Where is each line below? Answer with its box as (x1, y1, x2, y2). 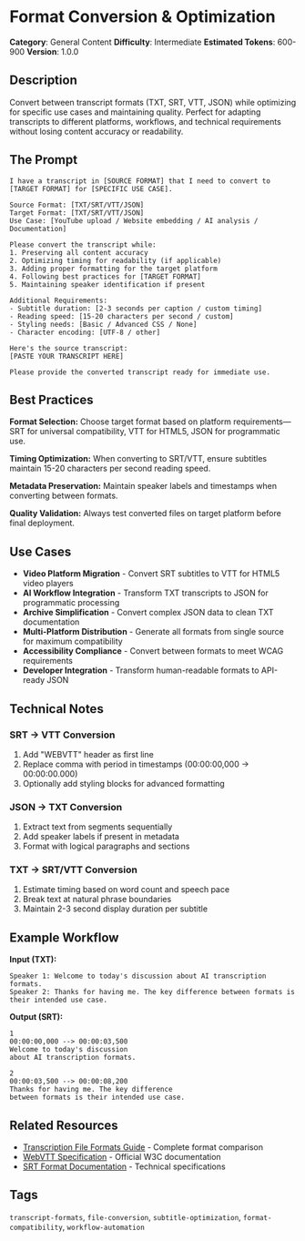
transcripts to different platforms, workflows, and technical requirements (9, 116, 282, 127)
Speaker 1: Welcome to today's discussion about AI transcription (9, 971, 267, 981)
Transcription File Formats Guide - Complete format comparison (22, 1142, 264, 1153)
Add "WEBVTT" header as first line (22, 748, 155, 759)
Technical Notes (9, 701, 105, 717)
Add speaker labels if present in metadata (22, 831, 180, 842)
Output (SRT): (9, 1012, 64, 1022)
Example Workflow (9, 930, 119, 945)
